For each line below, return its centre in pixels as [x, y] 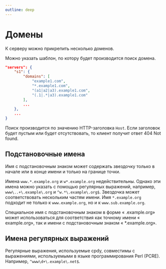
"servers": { [19, 67]
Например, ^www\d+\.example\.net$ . [43, 261]
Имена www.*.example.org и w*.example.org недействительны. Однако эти [83, 181]
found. [12, 138]
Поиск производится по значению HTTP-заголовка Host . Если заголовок [83, 128]
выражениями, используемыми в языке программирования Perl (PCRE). [83, 256]
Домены [24, 34]
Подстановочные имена [45, 154]
